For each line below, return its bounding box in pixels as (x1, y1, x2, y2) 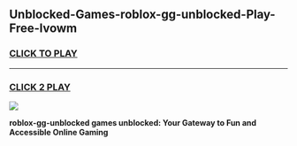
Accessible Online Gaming (9, 127, 109, 137)
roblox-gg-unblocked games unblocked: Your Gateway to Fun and (9, 117, 257, 127)
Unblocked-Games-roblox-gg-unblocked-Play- (9, 7, 276, 22)
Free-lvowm (9, 21, 78, 36)
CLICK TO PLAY (9, 48, 78, 60)
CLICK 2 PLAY (9, 81, 71, 93)
